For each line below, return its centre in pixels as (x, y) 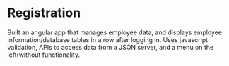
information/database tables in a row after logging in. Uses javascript (108, 39)
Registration (44, 13)
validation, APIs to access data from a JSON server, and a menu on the (111, 47)
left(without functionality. (43, 55)
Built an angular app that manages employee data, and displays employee (115, 32)
